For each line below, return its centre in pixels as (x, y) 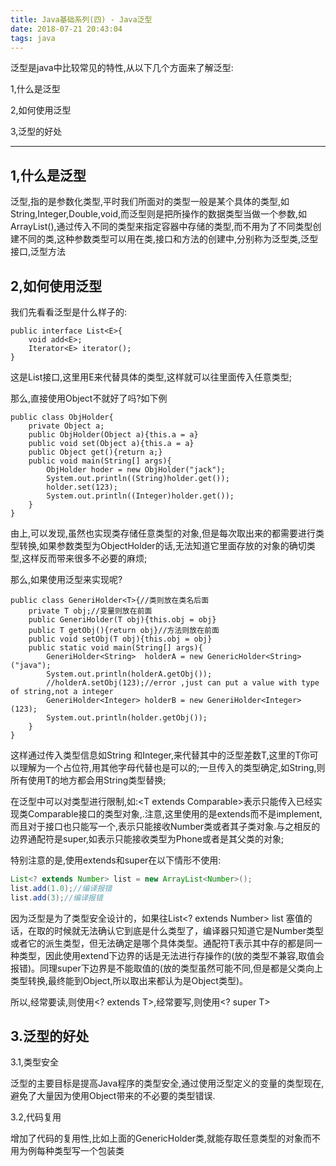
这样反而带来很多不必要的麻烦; (84, 558)
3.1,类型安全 (34, 1062)
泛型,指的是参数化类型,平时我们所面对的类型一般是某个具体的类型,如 (150, 202)
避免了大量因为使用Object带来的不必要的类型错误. (113, 1096)
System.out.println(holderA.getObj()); (129, 674)
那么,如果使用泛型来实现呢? (66, 579)
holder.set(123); (82, 487)
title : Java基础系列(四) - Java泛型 (81, 19)
